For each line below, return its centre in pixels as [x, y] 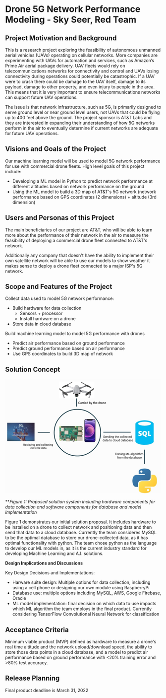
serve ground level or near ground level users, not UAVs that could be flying [83, 112]
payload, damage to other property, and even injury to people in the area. [80, 87]
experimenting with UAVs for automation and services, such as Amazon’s [80, 60]
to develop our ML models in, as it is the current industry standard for [76, 548]
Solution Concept [33, 369]
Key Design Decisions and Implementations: [50, 573]
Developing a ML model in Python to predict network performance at [82, 181]
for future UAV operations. [32, 133]
